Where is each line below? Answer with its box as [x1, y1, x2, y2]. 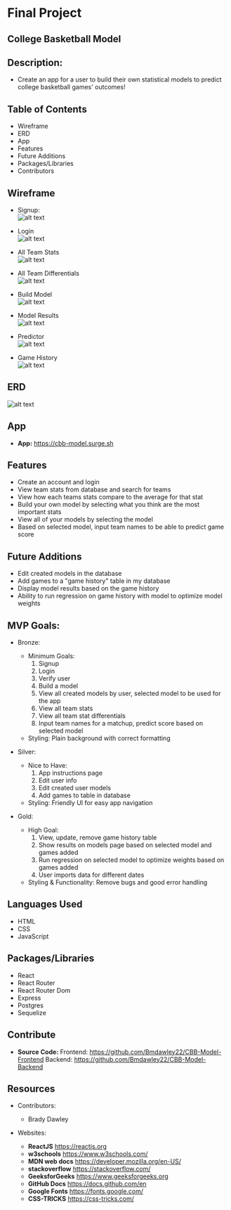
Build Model [17, 290, 53, 299]
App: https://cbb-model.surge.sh [17, 439, 114, 447]
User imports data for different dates [38, 870, 145, 880]
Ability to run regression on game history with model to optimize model [17, 592, 223, 600]
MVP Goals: [7, 619, 60, 631]
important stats [17, 508, 62, 516]
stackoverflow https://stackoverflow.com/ [27, 1165, 151, 1173]
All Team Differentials [17, 269, 79, 278]
